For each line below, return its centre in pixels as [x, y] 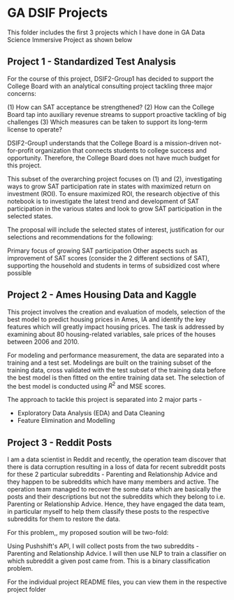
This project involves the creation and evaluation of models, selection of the [116, 312]
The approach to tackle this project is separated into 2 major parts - [105, 400]
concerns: [22, 93]
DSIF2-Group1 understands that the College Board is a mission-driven [108, 143]
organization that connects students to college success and [121, 150]
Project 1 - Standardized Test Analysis [92, 62]
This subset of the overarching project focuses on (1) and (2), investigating [115, 179]
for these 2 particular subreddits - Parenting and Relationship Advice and [112, 475]
